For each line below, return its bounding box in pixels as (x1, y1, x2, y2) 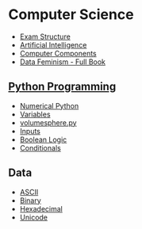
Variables (19, 109, 51, 119)
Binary (19, 196, 41, 205)
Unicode (19, 212, 48, 222)
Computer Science (8, 6, 134, 24)
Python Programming (8, 80, 117, 94)
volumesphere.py (19, 117, 77, 128)
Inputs (19, 126, 41, 135)
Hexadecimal (19, 204, 63, 213)
